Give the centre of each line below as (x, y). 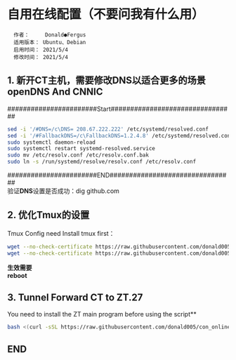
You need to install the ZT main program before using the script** (102, 314)
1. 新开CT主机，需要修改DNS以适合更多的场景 (106, 80)
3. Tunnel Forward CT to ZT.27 (75, 297)
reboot (17, 275)
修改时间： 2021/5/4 (41, 57)
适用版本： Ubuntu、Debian (50, 42)
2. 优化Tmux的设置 (48, 215)
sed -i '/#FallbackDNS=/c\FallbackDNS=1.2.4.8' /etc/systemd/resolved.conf (120, 135)
